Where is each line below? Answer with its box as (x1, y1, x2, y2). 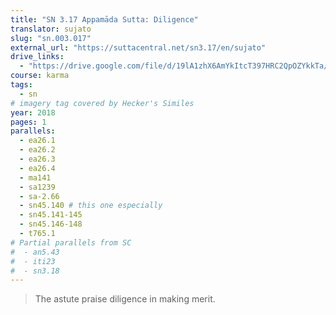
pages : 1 (10, 117, 47, 127)
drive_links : (10, 52, 65, 62)
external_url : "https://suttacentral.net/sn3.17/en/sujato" (10, 42, 267, 53)
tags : (10, 80, 33, 90)
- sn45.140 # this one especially (19, 201, 163, 211)
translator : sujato (10, 24, 92, 34)
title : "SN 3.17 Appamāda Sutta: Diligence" (10, 14, 199, 25)
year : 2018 (10, 107, 56, 118)
